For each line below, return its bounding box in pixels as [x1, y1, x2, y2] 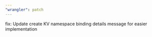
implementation [5, 26, 38, 32]
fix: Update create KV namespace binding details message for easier [5, 21, 147, 27]
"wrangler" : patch [5, 7, 44, 12]
